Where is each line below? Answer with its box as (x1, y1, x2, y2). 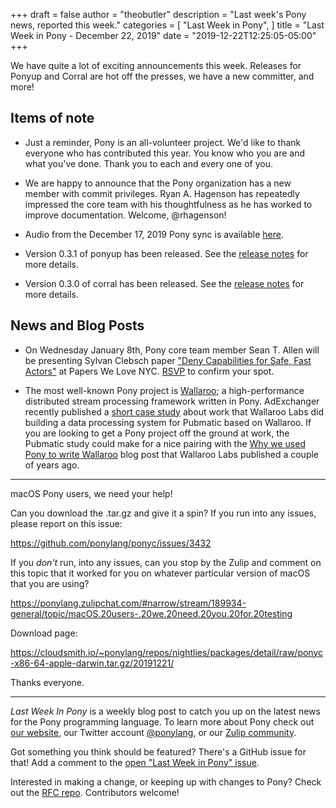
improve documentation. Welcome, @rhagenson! (24, 209, 227, 221)
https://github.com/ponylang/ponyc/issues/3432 (10, 537, 212, 549)
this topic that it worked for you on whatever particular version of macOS (10, 567, 311, 579)
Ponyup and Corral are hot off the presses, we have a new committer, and (10, 70, 315, 82)
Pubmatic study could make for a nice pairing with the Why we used (24, 437, 306, 449)
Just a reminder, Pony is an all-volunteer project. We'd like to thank (24, 136, 302, 148)
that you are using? (10, 577, 90, 589)
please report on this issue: (10, 517, 123, 529)
